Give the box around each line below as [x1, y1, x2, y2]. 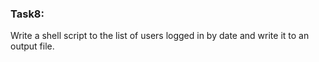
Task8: [10, 7, 45, 21]
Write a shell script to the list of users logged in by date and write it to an [10, 30, 310, 42]
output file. [10, 40, 55, 52]
